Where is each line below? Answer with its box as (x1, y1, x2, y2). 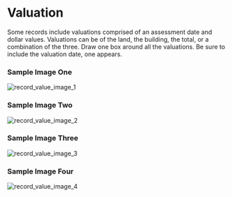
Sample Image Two (7, 101, 73, 110)
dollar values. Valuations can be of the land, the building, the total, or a (7, 35, 209, 43)
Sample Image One (7, 67, 73, 77)
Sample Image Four (7, 166, 74, 176)
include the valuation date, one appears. (7, 50, 123, 58)
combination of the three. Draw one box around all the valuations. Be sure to (7, 42, 226, 51)
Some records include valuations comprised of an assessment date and (7, 28, 213, 36)
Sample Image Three (7, 133, 78, 143)
